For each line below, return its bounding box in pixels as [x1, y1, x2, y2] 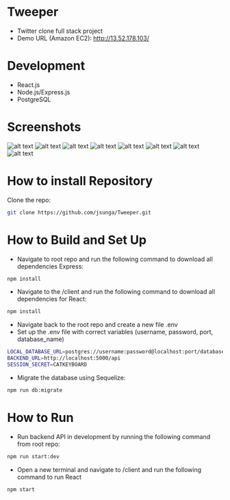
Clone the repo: [7, 196, 51, 204]
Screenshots [7, 119, 81, 135]
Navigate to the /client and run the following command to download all [16, 288, 216, 296]
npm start [7, 486, 36, 493]
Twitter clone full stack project [16, 27, 103, 35]
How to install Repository [7, 173, 153, 188]
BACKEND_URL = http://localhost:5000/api [7, 355, 121, 362]
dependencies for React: [16, 295, 87, 303]
